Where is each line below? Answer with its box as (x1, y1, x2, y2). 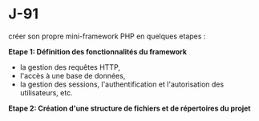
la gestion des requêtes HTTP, (19, 62, 120, 72)
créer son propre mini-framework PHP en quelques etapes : (8, 31, 206, 41)
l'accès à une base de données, (19, 71, 126, 80)
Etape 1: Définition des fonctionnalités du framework (8, 46, 187, 56)
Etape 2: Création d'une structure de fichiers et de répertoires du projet (8, 103, 251, 113)
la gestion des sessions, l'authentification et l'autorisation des (19, 79, 225, 89)
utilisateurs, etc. (19, 87, 74, 97)
